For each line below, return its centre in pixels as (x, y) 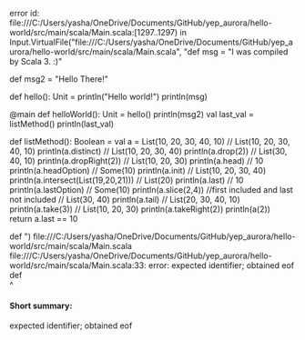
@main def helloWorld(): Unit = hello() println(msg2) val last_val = (132, 114)
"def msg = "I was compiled (236, 52)
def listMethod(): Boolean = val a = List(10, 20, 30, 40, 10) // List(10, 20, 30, (150, 141)
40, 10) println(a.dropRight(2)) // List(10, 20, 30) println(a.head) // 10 (137, 161)
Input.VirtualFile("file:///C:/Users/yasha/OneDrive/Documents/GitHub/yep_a (151, 42)
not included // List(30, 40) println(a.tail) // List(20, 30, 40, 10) (125, 200)
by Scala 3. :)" (36, 61)
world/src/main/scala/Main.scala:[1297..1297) (94, 32)
